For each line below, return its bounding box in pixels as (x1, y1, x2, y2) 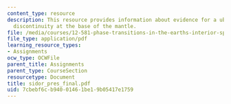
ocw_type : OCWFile (7, 55, 60, 62)
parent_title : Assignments (7, 61, 85, 68)
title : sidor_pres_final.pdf (7, 80, 91, 87)
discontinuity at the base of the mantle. (13, 23, 137, 29)
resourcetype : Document (7, 73, 76, 81)
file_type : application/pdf (7, 36, 88, 42)
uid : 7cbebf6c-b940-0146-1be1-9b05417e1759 (7, 86, 134, 93)
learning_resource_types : (7, 42, 81, 49)
